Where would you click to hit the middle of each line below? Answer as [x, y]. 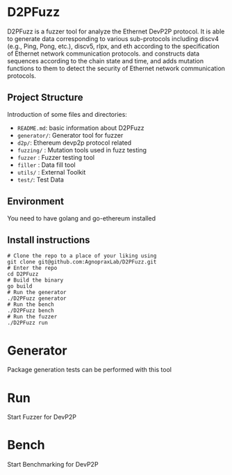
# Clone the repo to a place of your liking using [82, 256]
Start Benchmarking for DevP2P [53, 465]
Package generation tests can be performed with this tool [90, 370]
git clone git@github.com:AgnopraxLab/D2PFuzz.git [82, 262]
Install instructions [49, 240]
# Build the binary [35, 280]
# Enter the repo [32, 268]
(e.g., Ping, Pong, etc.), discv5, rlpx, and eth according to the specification [114, 46]
